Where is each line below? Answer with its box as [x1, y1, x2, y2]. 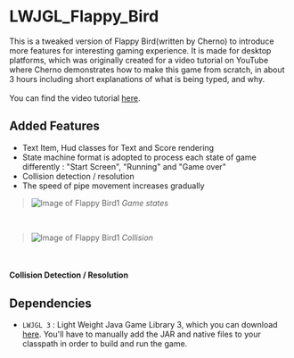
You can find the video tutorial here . [9, 92, 141, 104]
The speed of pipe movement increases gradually [21, 180, 205, 191]
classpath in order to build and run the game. [21, 338, 188, 349]
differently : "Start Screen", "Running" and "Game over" [21, 161, 227, 171]
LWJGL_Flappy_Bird [9, 6, 159, 27]
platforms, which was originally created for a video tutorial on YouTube [9, 54, 269, 65]
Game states [121, 197, 169, 208]
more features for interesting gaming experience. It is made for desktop [9, 45, 272, 55]
